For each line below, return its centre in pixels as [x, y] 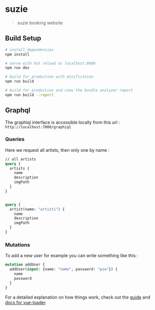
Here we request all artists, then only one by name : [57, 150]
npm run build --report [30, 95]
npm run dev [17, 68]
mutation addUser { [25, 265]
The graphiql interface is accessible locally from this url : [62, 122]
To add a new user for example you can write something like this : [72, 256]
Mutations [18, 245]
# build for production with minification [49, 77]
